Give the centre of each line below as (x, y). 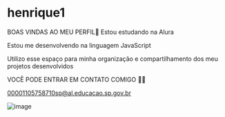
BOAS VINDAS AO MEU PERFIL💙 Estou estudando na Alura (91, 32)
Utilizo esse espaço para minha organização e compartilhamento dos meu (113, 58)
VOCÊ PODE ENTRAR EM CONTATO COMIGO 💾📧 (77, 79)
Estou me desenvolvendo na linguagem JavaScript (79, 45)
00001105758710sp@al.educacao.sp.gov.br (69, 93)
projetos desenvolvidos (40, 66)
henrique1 (36, 13)
